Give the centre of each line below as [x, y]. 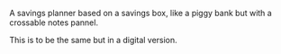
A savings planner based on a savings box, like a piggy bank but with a [140, 13]
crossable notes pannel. [54, 22]
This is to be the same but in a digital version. [93, 40]
